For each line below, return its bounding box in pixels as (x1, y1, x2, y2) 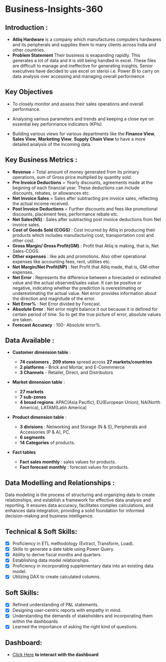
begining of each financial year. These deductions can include (12, 185, 140, 191)
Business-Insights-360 (5, 3, 103, 15)
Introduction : (5, 23, 48, 32)
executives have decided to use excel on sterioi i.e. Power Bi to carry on (12, 68, 160, 74)
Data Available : (5, 336, 55, 345)
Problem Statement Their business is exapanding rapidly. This (12, 52, 140, 58)
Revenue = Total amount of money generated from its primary (12, 169, 140, 175)
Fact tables (12, 449, 36, 455)
